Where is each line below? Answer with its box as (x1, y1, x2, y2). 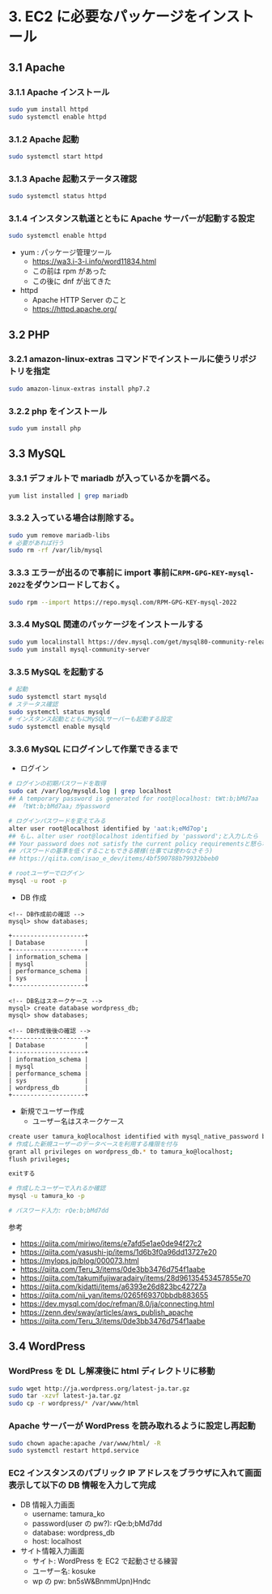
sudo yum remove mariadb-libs (8, 531, 111, 540)
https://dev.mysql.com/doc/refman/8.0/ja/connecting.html (19, 1299, 215, 1308)
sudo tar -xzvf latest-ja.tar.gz (8, 1392, 121, 1400)
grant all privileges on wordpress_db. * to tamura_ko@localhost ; (8, 1148, 233, 1156)
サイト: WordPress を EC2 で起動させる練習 (32, 1556, 178, 1566)
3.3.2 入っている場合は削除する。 (8, 512, 139, 523)
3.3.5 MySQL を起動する (8, 666, 104, 678)
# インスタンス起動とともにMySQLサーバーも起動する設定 (8, 715, 172, 723)
